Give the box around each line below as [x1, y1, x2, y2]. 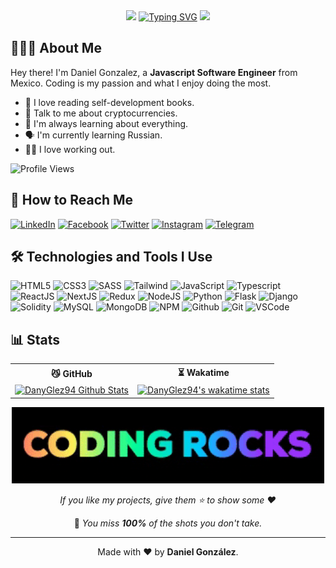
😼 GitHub [51, 368, 93, 380]
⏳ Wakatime [177, 366, 230, 378]
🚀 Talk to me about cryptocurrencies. [24, 107, 178, 119]
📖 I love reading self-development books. [24, 96, 195, 108]
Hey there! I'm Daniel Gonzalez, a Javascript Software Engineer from [10, 66, 298, 78]
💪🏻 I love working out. [24, 143, 116, 155]
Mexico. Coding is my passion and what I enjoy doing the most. [10, 77, 272, 89]
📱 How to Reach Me [10, 192, 134, 209]
